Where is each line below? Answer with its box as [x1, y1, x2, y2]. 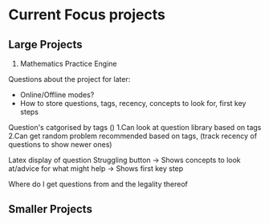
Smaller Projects [8, 202, 92, 216]
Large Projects [8, 38, 83, 51]
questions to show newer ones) [8, 140, 112, 149]
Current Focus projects [8, 6, 166, 24]
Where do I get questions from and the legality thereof [8, 179, 189, 189]
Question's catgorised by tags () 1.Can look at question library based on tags [8, 123, 262, 132]
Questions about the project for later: [8, 75, 131, 83]
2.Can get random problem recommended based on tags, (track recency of [8, 131, 258, 141]
